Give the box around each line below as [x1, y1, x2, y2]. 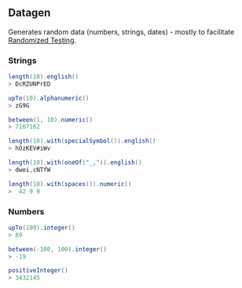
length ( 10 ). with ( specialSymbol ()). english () [8, 137, 156, 145]
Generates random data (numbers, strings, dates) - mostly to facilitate [8, 27, 235, 36]
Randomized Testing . [8, 35, 77, 45]
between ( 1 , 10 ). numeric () [8, 115, 93, 124]
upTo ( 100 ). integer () [8, 224, 76, 231]
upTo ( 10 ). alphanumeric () [8, 94, 90, 102]
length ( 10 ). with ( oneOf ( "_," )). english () [8, 159, 143, 167]
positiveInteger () [8, 267, 68, 275]
